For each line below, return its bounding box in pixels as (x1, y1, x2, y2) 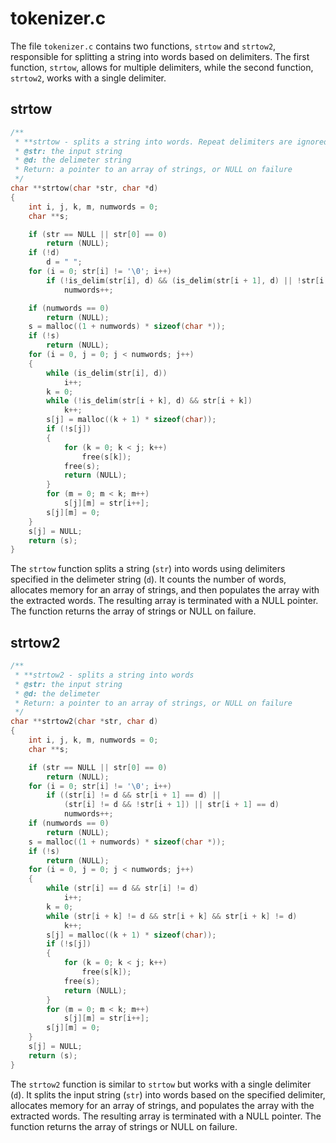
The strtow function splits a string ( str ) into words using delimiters (10, 563, 286, 575)
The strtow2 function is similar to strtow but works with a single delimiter (10, 1078, 312, 1090)
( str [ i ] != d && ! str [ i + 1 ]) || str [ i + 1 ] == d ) (63, 800, 280, 810)
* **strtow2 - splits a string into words (14, 670, 195, 680)
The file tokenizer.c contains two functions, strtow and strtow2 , (10, 40, 277, 52)
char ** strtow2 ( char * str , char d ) (10, 717, 159, 727)
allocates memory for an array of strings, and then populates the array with (10, 584, 320, 596)
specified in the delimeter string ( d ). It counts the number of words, (10, 573, 287, 586)
